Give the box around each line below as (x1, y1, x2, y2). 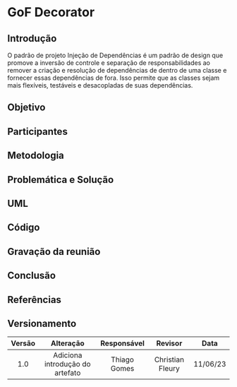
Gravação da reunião (7, 245, 101, 258)
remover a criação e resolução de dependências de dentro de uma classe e (7, 66, 227, 74)
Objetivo (7, 102, 46, 114)
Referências (7, 294, 62, 306)
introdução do (44, 359, 91, 369)
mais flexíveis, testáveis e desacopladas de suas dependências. (7, 81, 193, 89)
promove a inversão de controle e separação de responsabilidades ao (7, 59, 210, 67)
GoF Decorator (7, 4, 95, 20)
